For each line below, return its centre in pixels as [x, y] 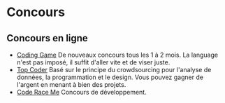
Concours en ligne [47, 38]
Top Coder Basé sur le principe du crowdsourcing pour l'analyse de [114, 70]
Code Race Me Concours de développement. [82, 92]
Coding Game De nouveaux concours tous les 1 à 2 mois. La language [117, 55]
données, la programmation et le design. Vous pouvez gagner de [110, 77]
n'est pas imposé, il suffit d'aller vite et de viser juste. [93, 62]
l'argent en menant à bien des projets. [71, 84]
